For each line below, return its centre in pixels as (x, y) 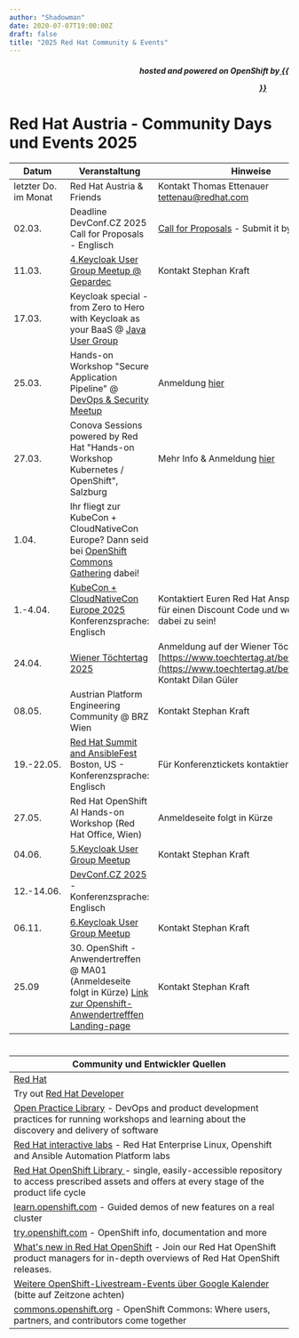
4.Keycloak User (104, 259)
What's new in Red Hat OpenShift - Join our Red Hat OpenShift (145, 1246)
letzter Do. (35, 186)
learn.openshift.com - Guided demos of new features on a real (144, 1206)
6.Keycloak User (104, 922)
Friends (86, 197)
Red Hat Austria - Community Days (141, 124)
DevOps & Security (109, 399)
